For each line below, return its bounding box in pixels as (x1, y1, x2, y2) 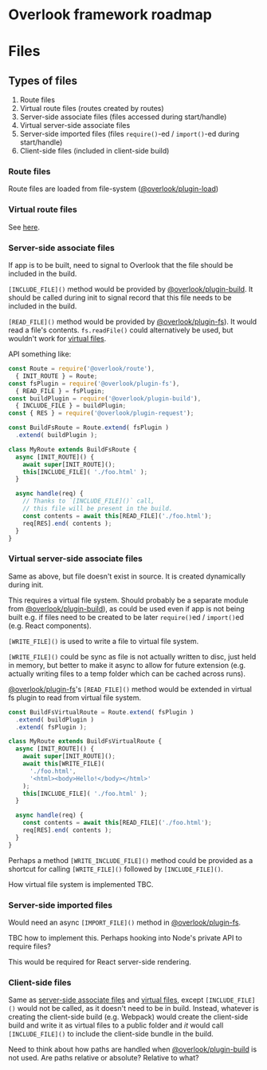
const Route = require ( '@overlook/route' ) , (8, 365, 155, 373)
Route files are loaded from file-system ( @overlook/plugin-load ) (8, 184, 219, 193)
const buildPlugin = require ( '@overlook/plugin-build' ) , (8, 394, 202, 403)
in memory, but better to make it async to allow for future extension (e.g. (8, 660, 246, 670)
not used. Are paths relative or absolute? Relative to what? (8, 1053, 199, 1063)
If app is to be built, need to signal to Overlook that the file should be (8, 261, 234, 270)
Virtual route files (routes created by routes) (19, 104, 165, 113)
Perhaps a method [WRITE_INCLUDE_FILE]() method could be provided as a (8, 855, 253, 865)
